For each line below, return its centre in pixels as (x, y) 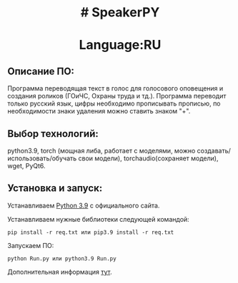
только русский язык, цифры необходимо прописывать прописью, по (114, 103)
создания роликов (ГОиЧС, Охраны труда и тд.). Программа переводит (117, 96)
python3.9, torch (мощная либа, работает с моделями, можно (101, 151)
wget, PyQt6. (26, 166)
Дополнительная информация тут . (60, 272)
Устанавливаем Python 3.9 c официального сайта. (84, 205)
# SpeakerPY (120, 12)
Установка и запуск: (55, 189)
